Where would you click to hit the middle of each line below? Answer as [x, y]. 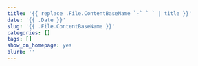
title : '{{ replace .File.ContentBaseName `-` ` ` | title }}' [100, 13]
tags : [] [20, 39]
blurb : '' [21, 52]
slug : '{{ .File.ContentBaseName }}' [61, 26]
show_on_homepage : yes [40, 45]
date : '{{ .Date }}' [37, 20]
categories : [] [29, 33]
